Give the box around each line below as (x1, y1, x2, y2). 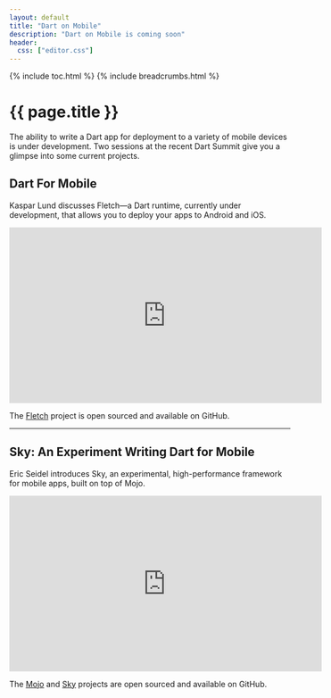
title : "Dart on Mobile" (9, 21, 102, 30)
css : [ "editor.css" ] (17, 46, 94, 55)
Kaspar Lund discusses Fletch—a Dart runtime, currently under (9, 200, 242, 211)
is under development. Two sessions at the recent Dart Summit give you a (9, 141, 281, 152)
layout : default (9, 12, 70, 22)
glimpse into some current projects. (9, 151, 140, 162)
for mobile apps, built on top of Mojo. (9, 478, 145, 488)
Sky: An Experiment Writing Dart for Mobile (9, 445, 255, 460)
